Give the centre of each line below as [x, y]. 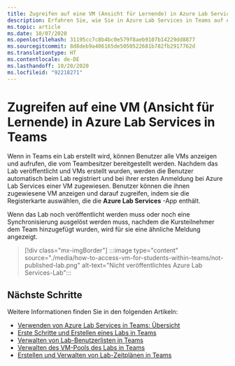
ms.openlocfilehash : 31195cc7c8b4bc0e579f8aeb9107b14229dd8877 [101, 40]
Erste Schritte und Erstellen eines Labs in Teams [87, 333]
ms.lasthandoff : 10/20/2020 [48, 66]
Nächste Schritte [45, 295]
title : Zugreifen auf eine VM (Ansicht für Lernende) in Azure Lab [108, 14]
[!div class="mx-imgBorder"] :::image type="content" [101, 250]
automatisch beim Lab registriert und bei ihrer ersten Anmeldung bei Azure [115, 179]
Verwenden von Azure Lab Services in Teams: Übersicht [99, 325]
